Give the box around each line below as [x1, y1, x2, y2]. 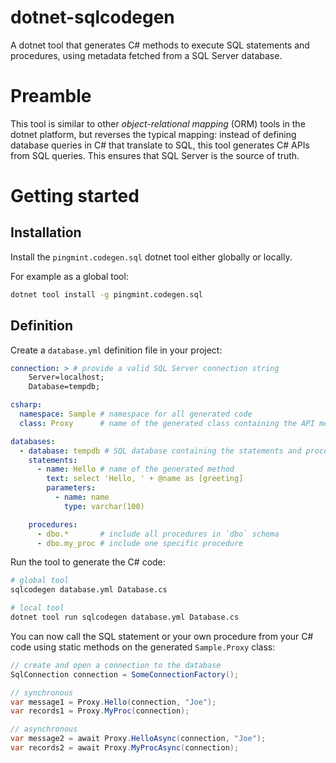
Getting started [10, 185, 140, 208]
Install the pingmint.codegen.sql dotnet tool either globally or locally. [10, 251, 293, 263]
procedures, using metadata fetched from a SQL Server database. [10, 49, 283, 61]
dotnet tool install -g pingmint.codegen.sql [10, 289, 203, 300]
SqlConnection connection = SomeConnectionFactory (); [10, 669, 240, 680]
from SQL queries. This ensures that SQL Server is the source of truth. [10, 149, 300, 161]
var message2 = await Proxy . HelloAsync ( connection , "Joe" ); [10, 734, 267, 744]
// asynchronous [10, 724, 78, 735]
